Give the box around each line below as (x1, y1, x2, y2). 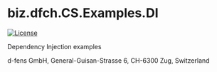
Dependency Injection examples (7, 42, 102, 51)
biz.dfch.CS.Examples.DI (7, 5, 159, 21)
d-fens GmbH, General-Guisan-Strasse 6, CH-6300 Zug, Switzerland (7, 56, 210, 65)
